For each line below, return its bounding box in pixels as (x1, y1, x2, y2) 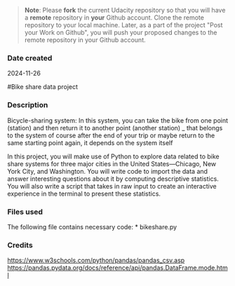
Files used (7, 207, 43, 217)
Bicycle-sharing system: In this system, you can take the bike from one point (7, 116, 229, 125)
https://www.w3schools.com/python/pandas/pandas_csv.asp (7, 256, 185, 265)
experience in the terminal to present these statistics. (7, 189, 161, 198)
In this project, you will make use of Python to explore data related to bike (7, 152, 220, 161)
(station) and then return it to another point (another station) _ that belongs (7, 123, 223, 132)
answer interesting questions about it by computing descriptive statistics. (7, 175, 219, 183)
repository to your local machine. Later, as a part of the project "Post (24, 21, 223, 29)
